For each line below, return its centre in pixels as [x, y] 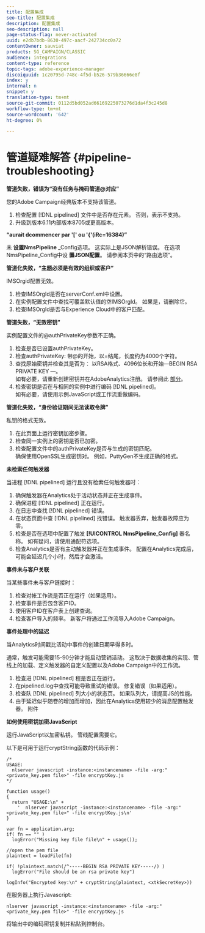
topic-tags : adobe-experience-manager [56, 69]
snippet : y [20, 92]
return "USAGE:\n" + [38, 803]
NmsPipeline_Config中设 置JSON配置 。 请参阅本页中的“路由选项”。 [91, 255]
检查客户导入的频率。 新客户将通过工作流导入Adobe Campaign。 [97, 618]
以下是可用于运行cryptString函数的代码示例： [63, 748]
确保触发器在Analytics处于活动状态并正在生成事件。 [80, 495]
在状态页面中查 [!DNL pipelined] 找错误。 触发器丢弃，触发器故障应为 [102, 519]
